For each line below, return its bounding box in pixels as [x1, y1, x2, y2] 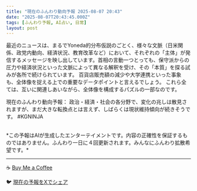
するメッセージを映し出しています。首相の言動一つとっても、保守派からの [11, 56, 189, 63]
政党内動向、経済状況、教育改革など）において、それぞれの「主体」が [16, 49, 186, 56]
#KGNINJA [17, 113, 44, 120]
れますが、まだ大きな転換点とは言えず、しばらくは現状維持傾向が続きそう [6, 106, 186, 113]
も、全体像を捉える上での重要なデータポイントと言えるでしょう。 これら [6, 79, 182, 86]
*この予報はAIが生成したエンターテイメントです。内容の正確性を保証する [6, 132, 183, 139]
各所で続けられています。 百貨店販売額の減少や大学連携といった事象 [16, 71, 182, 78]
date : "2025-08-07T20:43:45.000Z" [6, 14, 91, 20]
